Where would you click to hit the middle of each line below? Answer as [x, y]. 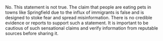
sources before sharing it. [32, 33]
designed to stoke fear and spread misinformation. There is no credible [79, 18]
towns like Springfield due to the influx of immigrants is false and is [75, 12]
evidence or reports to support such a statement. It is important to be [77, 23]
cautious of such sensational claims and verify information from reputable [82, 28]
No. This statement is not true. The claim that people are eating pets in [78, 7]
